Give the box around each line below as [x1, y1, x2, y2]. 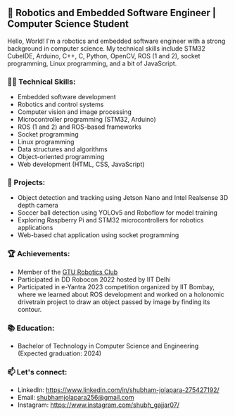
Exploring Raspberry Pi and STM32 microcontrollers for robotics [17, 216, 204, 225]
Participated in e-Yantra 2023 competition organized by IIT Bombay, [17, 282, 215, 291]
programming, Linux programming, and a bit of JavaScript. [7, 59, 177, 68]
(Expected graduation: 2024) [17, 349, 102, 358]
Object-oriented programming [17, 153, 105, 161]
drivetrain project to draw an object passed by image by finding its [17, 297, 210, 306]
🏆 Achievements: [7, 249, 70, 259]
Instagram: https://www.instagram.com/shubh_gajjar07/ [17, 401, 179, 409]
